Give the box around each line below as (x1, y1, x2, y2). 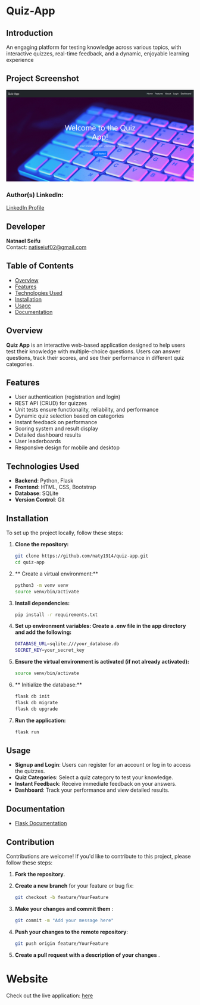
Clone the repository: (14, 541, 69, 548)
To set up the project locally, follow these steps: (6, 529, 124, 537)
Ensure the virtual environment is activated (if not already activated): (14, 658, 189, 665)
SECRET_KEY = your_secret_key (14, 648, 85, 654)
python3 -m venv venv (14, 582, 69, 588)
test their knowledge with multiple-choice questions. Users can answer (6, 347, 181, 355)
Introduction (6, 28, 54, 38)
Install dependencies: (14, 599, 70, 606)
